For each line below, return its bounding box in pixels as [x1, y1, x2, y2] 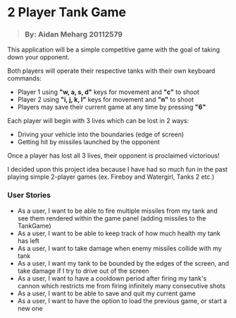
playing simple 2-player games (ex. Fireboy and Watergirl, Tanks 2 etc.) [7, 172, 215, 181]
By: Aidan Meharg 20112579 [24, 30, 123, 40]
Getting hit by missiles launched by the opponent [17, 138, 160, 146]
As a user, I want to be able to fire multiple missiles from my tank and [17, 206, 218, 215]
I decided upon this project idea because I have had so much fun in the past [7, 165, 228, 174]
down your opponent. [7, 53, 70, 61]
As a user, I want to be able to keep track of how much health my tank [17, 229, 221, 237]
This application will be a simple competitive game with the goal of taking [7, 45, 221, 54]
